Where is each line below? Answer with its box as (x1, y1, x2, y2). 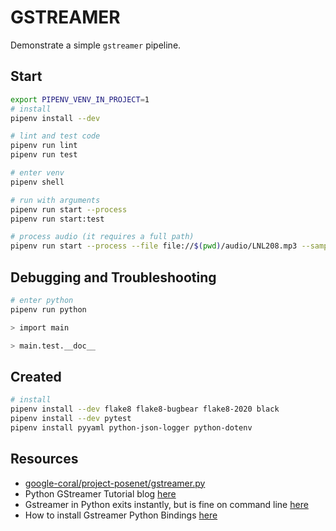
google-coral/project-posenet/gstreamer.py (24, 477, 206, 489)
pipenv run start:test (10, 214, 105, 224)
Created (10, 368, 62, 385)
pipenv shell (10, 177, 65, 187)
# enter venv (10, 168, 65, 178)
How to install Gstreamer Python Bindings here (24, 509, 218, 521)
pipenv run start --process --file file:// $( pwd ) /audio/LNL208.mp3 (10, 241, 298, 251)
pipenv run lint (10, 141, 78, 151)
